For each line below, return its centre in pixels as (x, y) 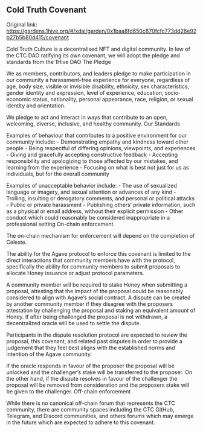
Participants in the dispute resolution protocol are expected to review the (97, 335)
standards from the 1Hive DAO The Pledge (59, 62)
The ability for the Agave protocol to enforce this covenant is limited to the (99, 253)
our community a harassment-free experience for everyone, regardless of (98, 80)
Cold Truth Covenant (46, 10)
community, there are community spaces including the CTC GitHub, (90, 409)
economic (19, 99)
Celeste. (17, 242)
